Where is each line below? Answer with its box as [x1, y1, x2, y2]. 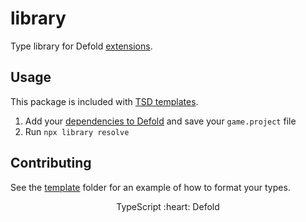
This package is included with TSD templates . [10, 95, 199, 107]
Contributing [10, 155, 92, 172]
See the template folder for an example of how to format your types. [10, 181, 291, 193]
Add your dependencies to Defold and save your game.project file [24, 115, 297, 127]
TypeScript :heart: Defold [116, 200, 220, 212]
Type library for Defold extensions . [10, 40, 153, 52]
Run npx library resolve [24, 125, 130, 137]
